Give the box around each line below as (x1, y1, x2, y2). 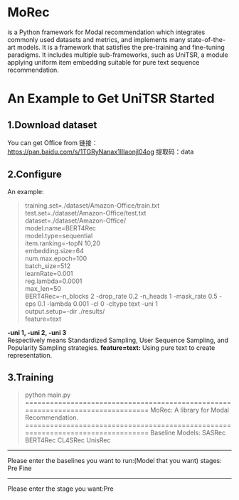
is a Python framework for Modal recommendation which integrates (7, 28, 206, 36)
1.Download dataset (7, 119, 97, 131)
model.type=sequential (24, 231, 93, 240)
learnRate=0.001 (24, 269, 73, 277)
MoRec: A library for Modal (150, 405, 230, 414)
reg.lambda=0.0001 (24, 277, 83, 285)
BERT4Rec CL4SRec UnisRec (24, 435, 111, 445)
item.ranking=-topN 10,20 (24, 239, 101, 248)
